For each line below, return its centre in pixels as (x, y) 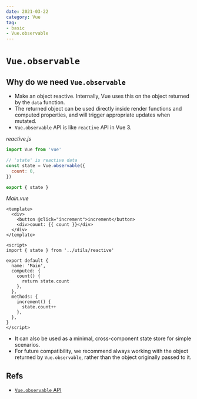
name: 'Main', (29, 266)
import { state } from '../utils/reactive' (60, 251)
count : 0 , (23, 171)
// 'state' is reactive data (42, 160)
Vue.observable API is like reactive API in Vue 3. (73, 128)
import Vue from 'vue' (34, 150)
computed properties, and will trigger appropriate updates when (92, 115)
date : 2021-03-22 (27, 11)
